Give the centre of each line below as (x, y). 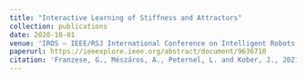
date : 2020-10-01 (42, 35)
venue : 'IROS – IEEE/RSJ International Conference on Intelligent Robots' (154, 43)
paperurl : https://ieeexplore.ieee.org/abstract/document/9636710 (138, 52)
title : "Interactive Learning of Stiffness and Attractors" (126, 18)
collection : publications (58, 26)
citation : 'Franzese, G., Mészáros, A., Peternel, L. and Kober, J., (144, 60)
